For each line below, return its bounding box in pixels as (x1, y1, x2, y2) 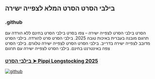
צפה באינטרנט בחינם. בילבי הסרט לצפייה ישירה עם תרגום (5, 45, 110, 51)
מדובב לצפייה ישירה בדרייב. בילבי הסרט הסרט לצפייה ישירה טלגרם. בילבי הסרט (5, 40, 150, 46)
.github (5, 19, 23, 26)
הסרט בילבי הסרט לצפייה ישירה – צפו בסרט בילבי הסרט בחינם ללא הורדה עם (5, 30, 146, 36)
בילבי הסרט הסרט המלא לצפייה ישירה (5, 4, 115, 13)
